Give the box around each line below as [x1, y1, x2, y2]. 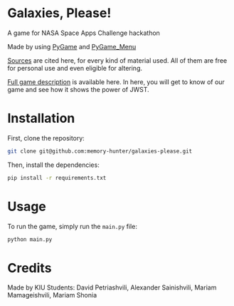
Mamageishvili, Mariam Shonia [7, 291, 97, 300]
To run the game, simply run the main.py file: [7, 222, 137, 230]
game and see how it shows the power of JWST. [7, 85, 149, 93]
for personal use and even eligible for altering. [7, 63, 142, 72]
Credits [7, 260, 52, 276]
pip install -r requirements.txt [7, 174, 107, 181]
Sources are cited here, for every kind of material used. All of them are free [7, 56, 228, 65]
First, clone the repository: [7, 133, 85, 142]
